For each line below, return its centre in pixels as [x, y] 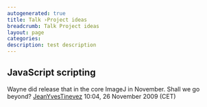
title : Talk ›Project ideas [47, 20]
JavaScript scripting [51, 73]
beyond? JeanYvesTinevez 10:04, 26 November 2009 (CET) [92, 96]
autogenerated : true [37, 13]
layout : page [26, 32]
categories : [24, 39]
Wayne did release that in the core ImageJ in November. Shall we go [103, 89]
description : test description [52, 45]
